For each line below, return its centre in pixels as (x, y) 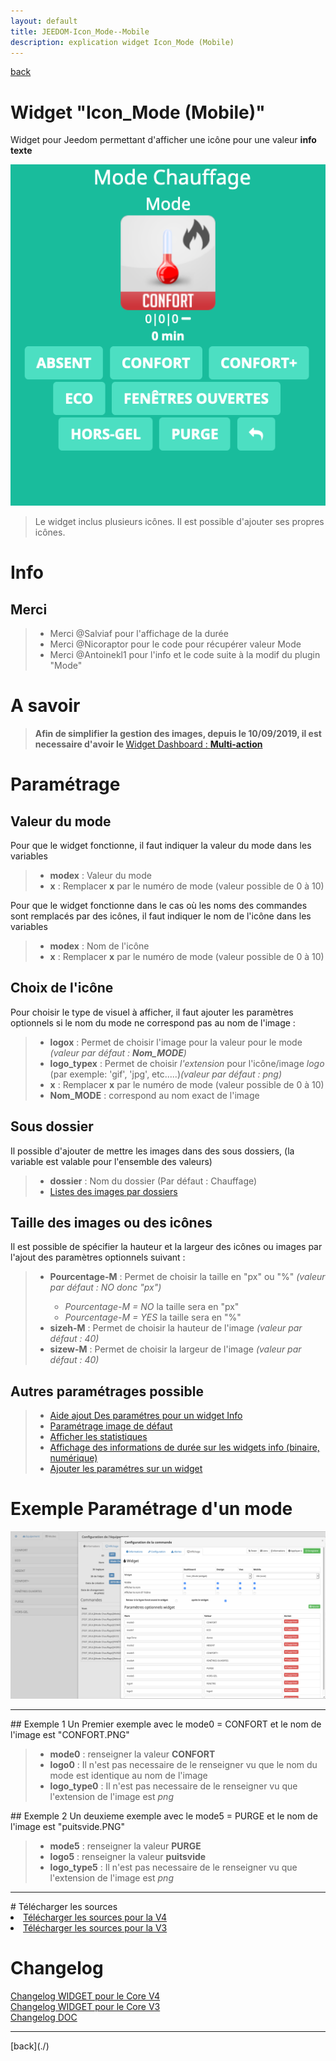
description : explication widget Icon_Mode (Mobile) (122, 42)
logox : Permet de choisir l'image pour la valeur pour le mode (176, 1042)
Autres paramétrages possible (107, 1391)
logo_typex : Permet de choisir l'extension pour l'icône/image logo (187, 1063)
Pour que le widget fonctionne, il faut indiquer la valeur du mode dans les (161, 845)
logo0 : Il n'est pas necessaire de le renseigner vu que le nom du (183, 1764)
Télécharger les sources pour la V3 (95, 1927)
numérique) (73, 1458)
